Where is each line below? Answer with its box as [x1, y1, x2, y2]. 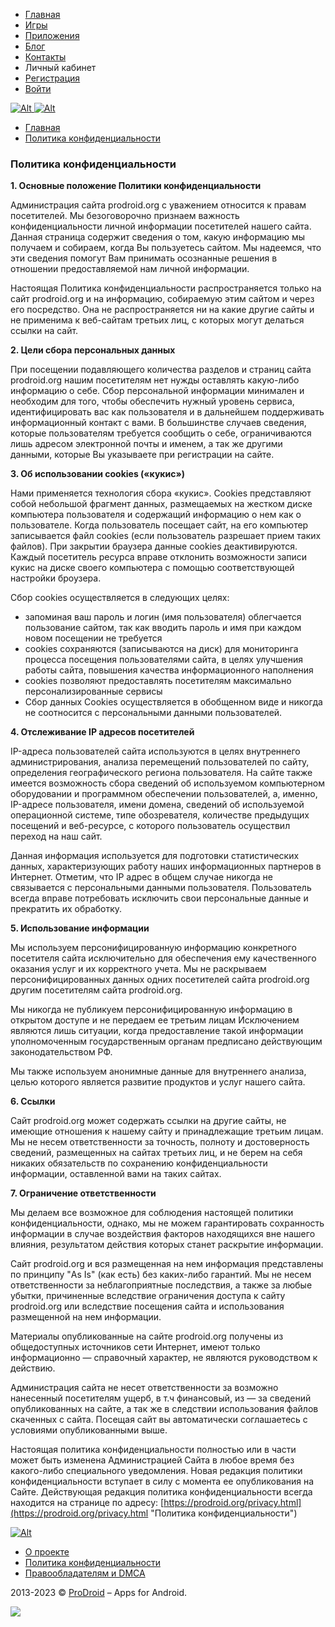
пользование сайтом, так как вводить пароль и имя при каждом [24, 622, 302, 634]
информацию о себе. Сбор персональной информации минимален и [10, 385, 305, 397]
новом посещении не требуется [24, 632, 163, 644]
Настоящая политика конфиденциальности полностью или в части [10, 1444, 297, 1456]
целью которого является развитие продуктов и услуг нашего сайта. [10, 1076, 306, 1088]
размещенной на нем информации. [10, 1311, 162, 1323]
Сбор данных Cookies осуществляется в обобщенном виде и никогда [24, 696, 323, 708]
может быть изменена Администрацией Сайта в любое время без [10, 1454, 295, 1466]
